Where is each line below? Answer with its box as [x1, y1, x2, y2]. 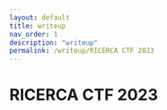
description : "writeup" [9, 38, 99, 47]
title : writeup [9, 21, 66, 30]
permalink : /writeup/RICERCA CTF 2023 [9, 47, 154, 55]
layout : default [9, 13, 70, 22]
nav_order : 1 [9, 30, 58, 38]
